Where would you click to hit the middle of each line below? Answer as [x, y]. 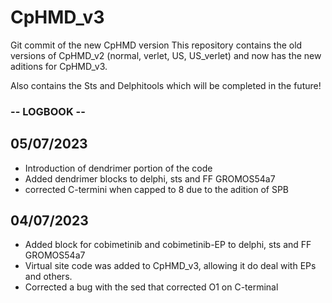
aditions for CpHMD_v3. [59, 66]
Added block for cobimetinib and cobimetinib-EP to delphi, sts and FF [168, 245]
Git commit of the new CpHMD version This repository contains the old [156, 45]
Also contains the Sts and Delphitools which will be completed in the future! [166, 85]
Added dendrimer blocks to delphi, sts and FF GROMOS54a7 [150, 178]
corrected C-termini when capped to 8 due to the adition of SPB [156, 189]
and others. [48, 277]
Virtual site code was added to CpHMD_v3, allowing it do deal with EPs [170, 266]
